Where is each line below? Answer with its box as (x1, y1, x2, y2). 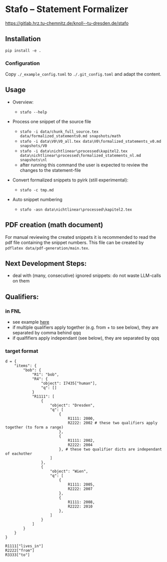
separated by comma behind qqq (12, 330, 81, 336)
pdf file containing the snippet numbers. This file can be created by (5, 239, 144, 245)
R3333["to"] (5, 552, 30, 557)
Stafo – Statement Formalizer (5, 4, 128, 15)
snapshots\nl (19, 157, 47, 162)
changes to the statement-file (19, 167, 81, 173)
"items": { (14, 363, 37, 368)
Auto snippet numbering (12, 196, 62, 202)
